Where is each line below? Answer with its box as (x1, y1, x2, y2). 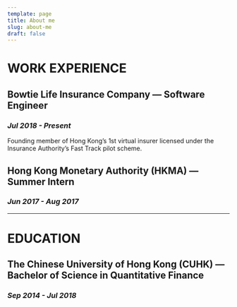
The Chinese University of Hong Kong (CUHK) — (7, 258, 225, 270)
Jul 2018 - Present (7, 121, 72, 131)
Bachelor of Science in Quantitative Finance (7, 270, 205, 282)
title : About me (7, 17, 55, 24)
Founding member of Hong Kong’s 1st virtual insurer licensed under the (7, 137, 214, 145)
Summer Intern (7, 176, 75, 188)
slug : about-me (7, 23, 52, 30)
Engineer (7, 100, 48, 112)
